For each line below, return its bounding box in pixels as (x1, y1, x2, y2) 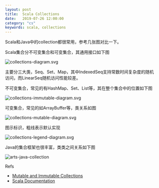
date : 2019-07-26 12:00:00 (5, 16, 64, 21)
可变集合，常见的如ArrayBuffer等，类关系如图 (5, 105, 96, 111)
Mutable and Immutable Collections (12, 173, 83, 179)
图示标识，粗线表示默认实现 (5, 125, 61, 131)
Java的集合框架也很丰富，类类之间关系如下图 (5, 144, 95, 150)
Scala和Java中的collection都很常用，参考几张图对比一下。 (5, 39, 122, 45)
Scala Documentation (12, 178, 55, 184)
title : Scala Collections (5, 12, 60, 16)
